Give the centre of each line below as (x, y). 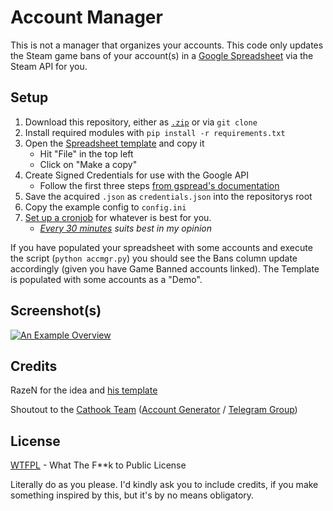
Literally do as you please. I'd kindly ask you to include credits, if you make (164, 485)
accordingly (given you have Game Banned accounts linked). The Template (165, 268)
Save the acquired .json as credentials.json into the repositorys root (168, 196)
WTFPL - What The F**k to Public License (98, 465)
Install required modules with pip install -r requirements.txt (155, 132)
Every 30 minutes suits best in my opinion (126, 228)
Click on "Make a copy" (88, 164)
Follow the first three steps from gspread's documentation (159, 185)
